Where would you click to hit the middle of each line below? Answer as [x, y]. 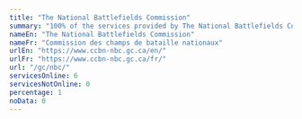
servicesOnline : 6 [44, 76]
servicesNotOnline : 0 [50, 84]
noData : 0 [28, 101]
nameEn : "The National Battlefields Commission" [102, 34]
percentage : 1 [36, 92]
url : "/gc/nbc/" [40, 68]
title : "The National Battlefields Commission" [100, 17]
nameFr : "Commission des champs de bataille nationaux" [116, 42]
